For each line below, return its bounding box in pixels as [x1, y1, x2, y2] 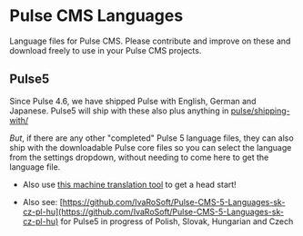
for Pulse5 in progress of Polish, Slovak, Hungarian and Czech [60, 215, 294, 227]
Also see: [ [22, 196, 64, 207]
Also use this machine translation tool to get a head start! [22, 179, 237, 190]
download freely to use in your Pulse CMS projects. [9, 44, 202, 55]
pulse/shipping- [230, 105, 290, 116]
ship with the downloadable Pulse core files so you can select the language [9, 142, 292, 152]
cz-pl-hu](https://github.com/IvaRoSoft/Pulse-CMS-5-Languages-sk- [22, 206, 285, 217]
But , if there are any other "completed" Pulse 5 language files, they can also [9, 133, 294, 143]
